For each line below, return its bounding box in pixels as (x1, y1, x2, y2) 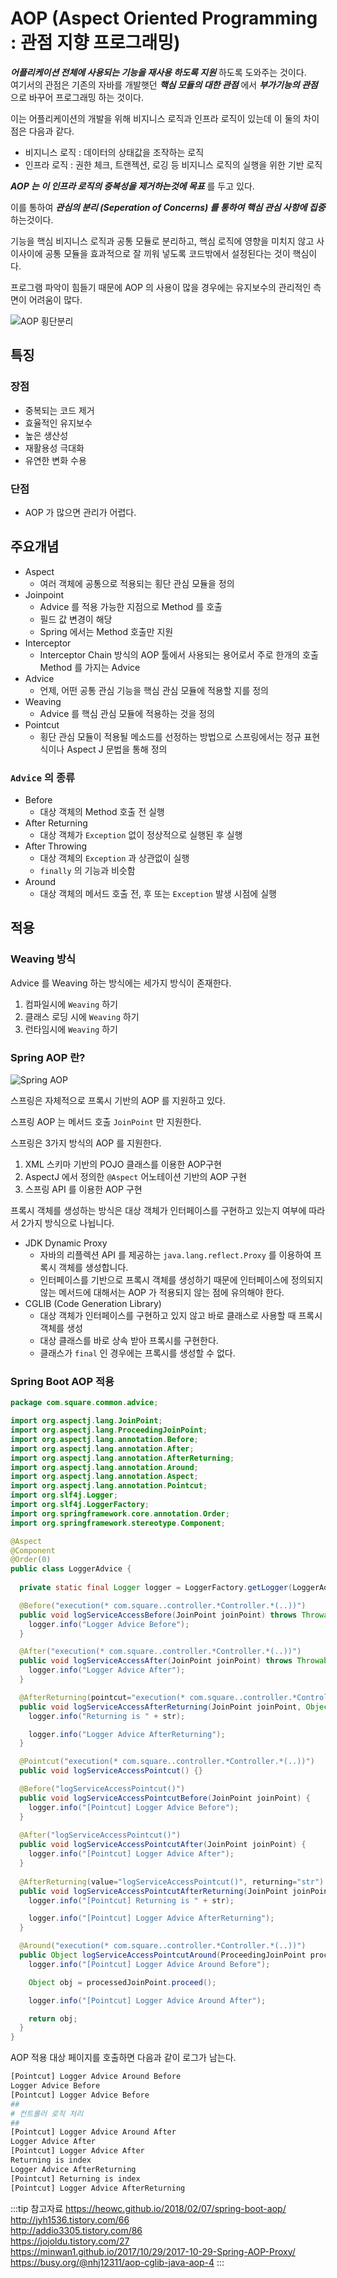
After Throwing (24, 840, 88, 852)
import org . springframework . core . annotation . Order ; (10, 1508, 230, 1519)
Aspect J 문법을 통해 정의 (66, 743, 168, 755)
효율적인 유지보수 (24, 417, 93, 429)
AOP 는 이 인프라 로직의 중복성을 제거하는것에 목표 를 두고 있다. (10, 180, 255, 192)
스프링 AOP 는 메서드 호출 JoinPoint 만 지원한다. (10, 1116, 202, 1128)
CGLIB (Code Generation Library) (24, 1298, 162, 1310)
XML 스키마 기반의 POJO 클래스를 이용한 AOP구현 (24, 1158, 222, 1171)
